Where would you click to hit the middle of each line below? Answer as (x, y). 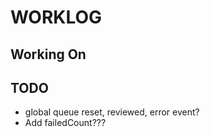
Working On (48, 54)
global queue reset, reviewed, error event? (112, 112)
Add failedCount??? (65, 123)
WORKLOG (56, 17)
